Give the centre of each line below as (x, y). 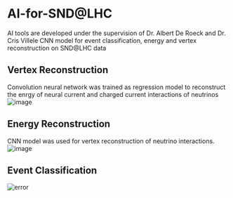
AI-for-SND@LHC (60, 14)
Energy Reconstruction (59, 124)
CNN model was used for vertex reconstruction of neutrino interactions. (111, 141)
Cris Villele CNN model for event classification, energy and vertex (102, 40)
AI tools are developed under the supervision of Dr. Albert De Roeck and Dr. (116, 33)
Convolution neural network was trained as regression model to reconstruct (116, 87)
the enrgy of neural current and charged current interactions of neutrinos (113, 94)
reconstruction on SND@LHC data (57, 48)
